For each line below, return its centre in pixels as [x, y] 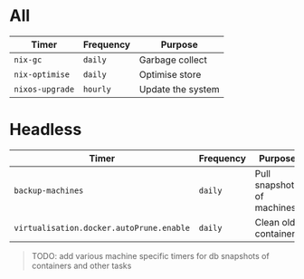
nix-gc [28, 59]
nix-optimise [42, 74]
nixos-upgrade [44, 89]
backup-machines [49, 190]
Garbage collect [173, 60]
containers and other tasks [81, 265]
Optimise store [170, 74]
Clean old [275, 222]
